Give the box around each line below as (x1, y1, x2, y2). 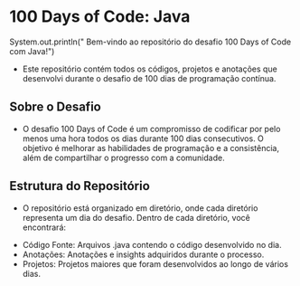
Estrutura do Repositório (9, 178, 151, 194)
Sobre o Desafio (9, 100, 101, 115)
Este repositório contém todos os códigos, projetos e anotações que (22, 63, 277, 74)
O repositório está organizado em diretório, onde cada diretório (22, 202, 258, 214)
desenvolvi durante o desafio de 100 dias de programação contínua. (22, 72, 277, 83)
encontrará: (22, 222, 66, 233)
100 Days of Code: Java (9, 6, 191, 27)
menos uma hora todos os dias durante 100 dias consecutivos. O (22, 133, 265, 144)
